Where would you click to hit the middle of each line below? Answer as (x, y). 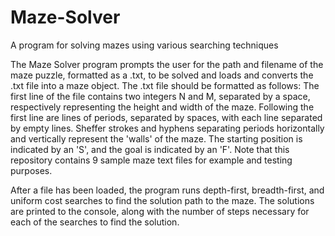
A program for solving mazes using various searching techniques (144, 45)
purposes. (31, 170)
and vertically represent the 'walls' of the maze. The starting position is (156, 138)
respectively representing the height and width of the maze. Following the (162, 107)
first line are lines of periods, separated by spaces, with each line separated (166, 117)
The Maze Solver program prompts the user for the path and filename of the (167, 64)
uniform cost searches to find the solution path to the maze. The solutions (162, 200)
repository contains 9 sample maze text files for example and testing (151, 160)
